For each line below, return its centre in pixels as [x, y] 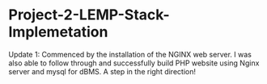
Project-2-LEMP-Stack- [89, 15]
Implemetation [58, 32]
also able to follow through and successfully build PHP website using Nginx [134, 63]
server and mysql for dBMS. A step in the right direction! [102, 71]
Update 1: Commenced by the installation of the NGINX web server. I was [130, 54]
